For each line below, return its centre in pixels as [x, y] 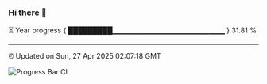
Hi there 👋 [28, 13]
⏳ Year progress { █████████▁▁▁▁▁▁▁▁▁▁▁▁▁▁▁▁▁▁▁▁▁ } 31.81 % [132, 30]
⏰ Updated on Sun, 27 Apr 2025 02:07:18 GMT [85, 56]
